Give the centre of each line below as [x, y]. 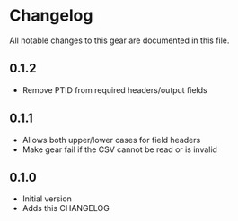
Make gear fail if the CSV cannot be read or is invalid [120, 149]
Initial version [47, 199]
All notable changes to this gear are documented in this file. [119, 40]
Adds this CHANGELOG [66, 208]
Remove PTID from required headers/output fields [115, 89]
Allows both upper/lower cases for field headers [111, 140]
